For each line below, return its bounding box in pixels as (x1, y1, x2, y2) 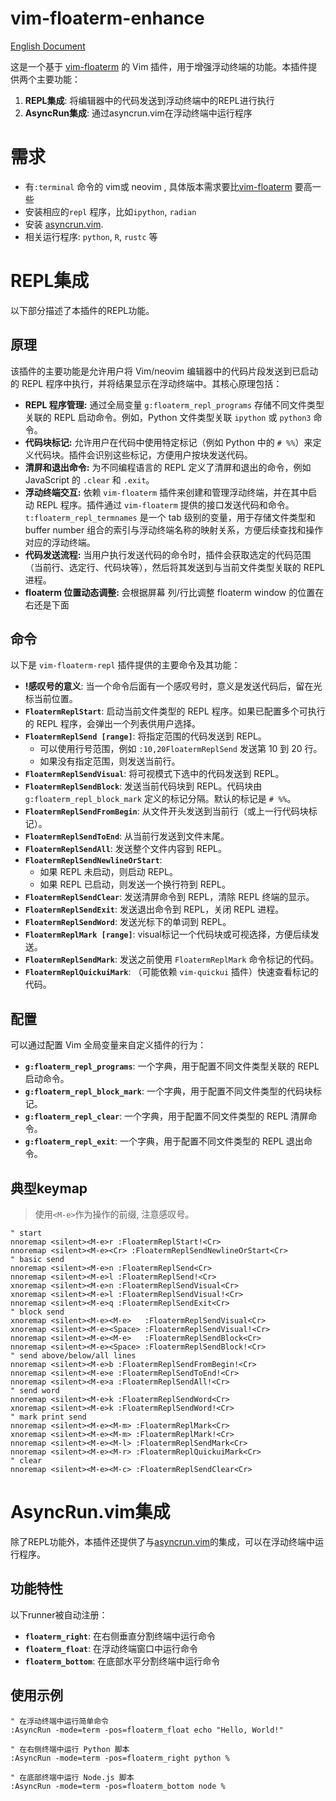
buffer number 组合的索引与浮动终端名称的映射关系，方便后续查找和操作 (24, 523, 324, 536)
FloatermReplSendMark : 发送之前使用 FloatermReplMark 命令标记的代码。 (24, 953, 320, 966)
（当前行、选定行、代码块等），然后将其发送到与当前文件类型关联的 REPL (24, 561, 326, 573)
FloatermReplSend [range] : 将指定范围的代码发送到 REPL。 (24, 730, 267, 742)
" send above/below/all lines (10, 1351, 137, 1361)
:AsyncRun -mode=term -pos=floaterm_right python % (10, 1753, 230, 1763)
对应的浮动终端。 (24, 536, 96, 548)
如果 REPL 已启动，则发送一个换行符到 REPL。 (39, 878, 231, 891)
